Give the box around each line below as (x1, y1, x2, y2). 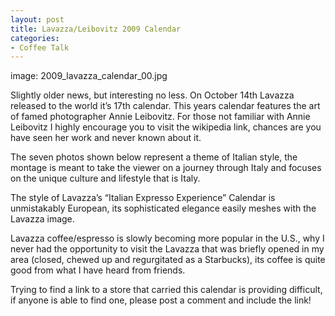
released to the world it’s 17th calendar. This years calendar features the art (10, 100, 321, 112)
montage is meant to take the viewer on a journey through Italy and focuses (10, 162, 322, 174)
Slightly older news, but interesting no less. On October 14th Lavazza (10, 89, 295, 101)
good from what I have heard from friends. (10, 264, 186, 276)
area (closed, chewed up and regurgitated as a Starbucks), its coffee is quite (10, 254, 326, 266)
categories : (10, 33, 60, 43)
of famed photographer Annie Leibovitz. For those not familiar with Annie (10, 111, 311, 123)
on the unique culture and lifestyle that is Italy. (10, 172, 201, 185)
